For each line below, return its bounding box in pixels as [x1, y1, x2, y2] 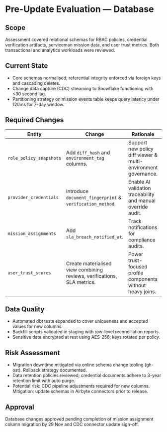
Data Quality [5, 305, 45, 314]
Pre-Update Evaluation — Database [5, 3, 154, 15]
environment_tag [66, 155, 104, 161]
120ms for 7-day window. [12, 101, 65, 107]
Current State [5, 61, 48, 70]
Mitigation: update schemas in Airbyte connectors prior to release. [12, 388, 148, 395]
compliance [128, 236, 156, 243]
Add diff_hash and [66, 149, 110, 156]
